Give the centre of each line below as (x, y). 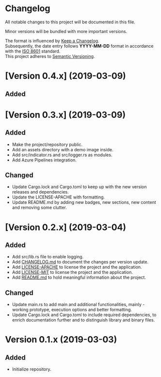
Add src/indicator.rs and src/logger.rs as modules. (62, 155)
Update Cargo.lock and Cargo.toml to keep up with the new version (79, 187)
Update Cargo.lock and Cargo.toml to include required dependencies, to (84, 315)
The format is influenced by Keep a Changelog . (52, 41)
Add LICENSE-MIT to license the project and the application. (72, 272)
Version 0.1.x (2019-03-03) (61, 340)
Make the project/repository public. (47, 144)
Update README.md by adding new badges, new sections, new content (84, 202)
